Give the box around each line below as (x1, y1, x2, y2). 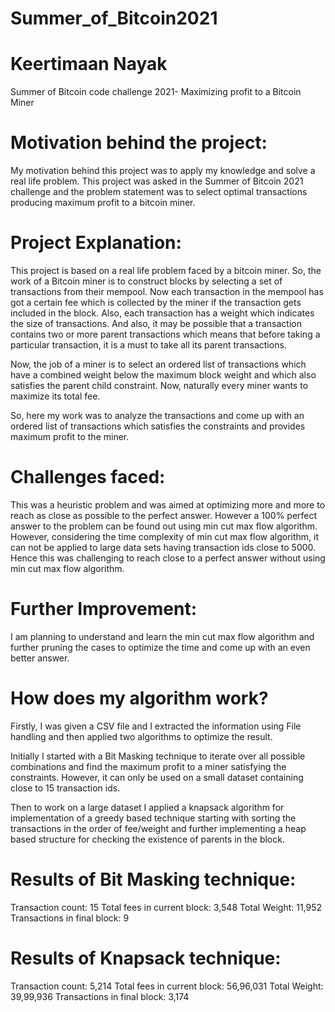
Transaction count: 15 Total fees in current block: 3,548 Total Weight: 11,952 (10, 901, 323, 913)
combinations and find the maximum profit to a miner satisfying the (10, 760, 287, 772)
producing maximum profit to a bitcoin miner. (10, 197, 196, 209)
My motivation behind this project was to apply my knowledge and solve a (10, 165, 316, 177)
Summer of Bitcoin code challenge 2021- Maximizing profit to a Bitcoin (10, 86, 302, 98)
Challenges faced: (10, 466, 166, 489)
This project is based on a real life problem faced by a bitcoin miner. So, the (10, 265, 322, 276)
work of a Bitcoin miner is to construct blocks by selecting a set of (10, 275, 283, 287)
